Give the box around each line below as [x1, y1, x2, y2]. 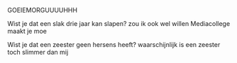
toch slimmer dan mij [7, 48, 69, 56]
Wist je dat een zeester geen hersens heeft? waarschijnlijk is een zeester [7, 41, 221, 48]
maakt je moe [7, 27, 48, 35]
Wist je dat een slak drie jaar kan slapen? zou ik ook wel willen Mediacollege [7, 20, 231, 27]
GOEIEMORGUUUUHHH [7, 6, 78, 14]
